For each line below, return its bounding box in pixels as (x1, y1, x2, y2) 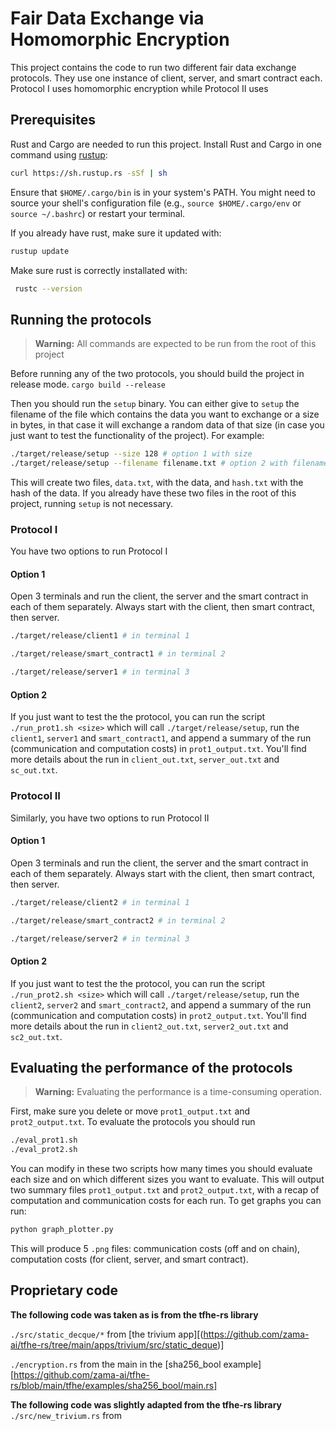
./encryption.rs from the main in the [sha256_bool (10, 1358, 222, 1370)
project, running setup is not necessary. (10, 497, 174, 509)
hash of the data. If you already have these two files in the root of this (10, 487, 297, 499)
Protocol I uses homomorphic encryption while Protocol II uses (10, 82, 269, 94)
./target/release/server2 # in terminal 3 (10, 933, 190, 944)
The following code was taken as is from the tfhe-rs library (10, 1308, 259, 1321)
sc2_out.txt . (10, 1030, 63, 1042)
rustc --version (14, 283, 83, 294)
